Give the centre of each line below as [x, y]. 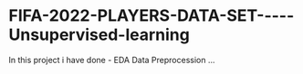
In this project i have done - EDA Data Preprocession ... [112, 60]
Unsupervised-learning [99, 35]
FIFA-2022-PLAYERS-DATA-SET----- [151, 16]
